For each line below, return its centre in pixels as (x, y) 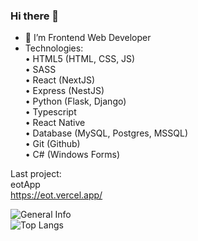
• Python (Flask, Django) (75, 101)
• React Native (55, 123)
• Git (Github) (52, 144)
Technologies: (54, 48)
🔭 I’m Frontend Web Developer (88, 38)
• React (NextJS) (60, 80)
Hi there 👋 (35, 16)
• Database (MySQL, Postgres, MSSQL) (106, 133)
